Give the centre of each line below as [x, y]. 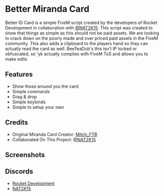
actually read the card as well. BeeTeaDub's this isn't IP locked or [71, 49]
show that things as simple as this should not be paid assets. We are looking [82, 33]
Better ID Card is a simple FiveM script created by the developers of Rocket [81, 23]
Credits [17, 123]
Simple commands [31, 91]
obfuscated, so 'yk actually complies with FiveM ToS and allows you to [77, 54]
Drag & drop [25, 97]
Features [19, 74]
